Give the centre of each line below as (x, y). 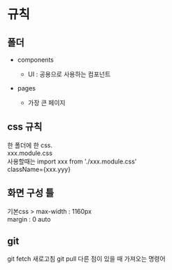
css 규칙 (25, 127)
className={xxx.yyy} (39, 169)
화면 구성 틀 (31, 193)
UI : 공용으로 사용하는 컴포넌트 (69, 74)
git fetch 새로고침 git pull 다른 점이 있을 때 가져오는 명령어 (86, 259)
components (35, 60)
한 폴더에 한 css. (30, 145)
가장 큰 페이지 (46, 103)
